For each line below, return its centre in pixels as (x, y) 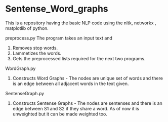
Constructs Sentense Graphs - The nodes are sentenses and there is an (88, 103)
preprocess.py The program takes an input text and (59, 38)
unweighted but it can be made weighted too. (60, 114)
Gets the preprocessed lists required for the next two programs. (79, 58)
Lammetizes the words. (37, 53)
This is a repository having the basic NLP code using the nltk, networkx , (81, 23)
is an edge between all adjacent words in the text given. (71, 84)
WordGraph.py (20, 68)
